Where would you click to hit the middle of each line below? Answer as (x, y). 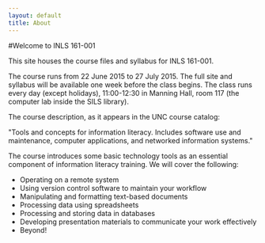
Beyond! (33, 230)
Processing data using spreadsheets (79, 205)
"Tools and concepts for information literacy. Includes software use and (125, 132)
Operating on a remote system (69, 180)
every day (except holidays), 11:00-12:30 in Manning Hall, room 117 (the (124, 93)
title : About (30, 23)
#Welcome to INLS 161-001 (52, 45)
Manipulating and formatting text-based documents (104, 196)
